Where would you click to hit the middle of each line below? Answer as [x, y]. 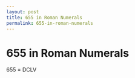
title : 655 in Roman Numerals [44, 18]
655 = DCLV [21, 70]
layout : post [23, 12]
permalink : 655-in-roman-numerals [50, 23]
